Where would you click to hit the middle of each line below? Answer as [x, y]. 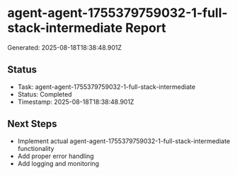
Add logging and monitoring [58, 163]
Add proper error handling [56, 156]
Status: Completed [45, 94]
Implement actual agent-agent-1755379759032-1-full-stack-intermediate [124, 141]
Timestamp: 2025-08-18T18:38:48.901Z [76, 102]
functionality [36, 148]
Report [145, 28]
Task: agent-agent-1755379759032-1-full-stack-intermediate [106, 87]
